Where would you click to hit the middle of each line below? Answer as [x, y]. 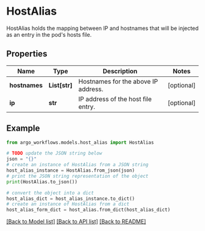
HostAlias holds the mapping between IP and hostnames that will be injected [103, 28]
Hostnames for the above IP [118, 81]
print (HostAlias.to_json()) [42, 182]
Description [120, 71]
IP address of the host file [115, 99]
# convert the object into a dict [50, 193]
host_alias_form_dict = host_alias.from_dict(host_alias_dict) [88, 210]
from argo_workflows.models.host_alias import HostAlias [80, 142]
